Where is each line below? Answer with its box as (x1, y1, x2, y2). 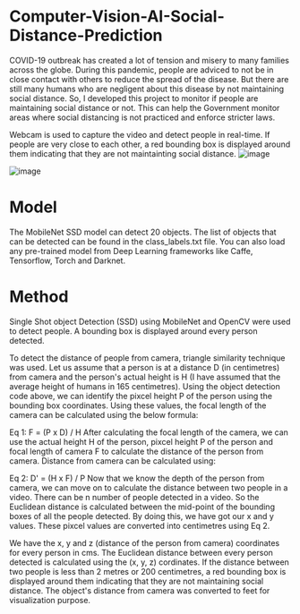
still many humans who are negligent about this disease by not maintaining (9, 83, 285, 94)
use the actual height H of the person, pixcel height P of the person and (9, 436, 273, 447)
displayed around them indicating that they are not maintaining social (9, 576, 264, 586)
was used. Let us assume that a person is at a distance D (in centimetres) (9, 362, 280, 372)
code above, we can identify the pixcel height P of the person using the (9, 390, 273, 401)
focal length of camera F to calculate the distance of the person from (9, 446, 264, 456)
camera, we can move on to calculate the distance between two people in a (9, 482, 288, 493)
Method (9, 286, 69, 307)
